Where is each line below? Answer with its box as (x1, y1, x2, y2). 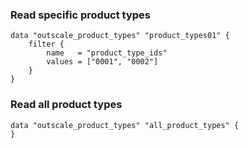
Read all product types (10, 98, 123, 112)
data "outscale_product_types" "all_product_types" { (10, 120, 240, 130)
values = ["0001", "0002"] (46, 57, 159, 67)
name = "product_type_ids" (46, 48, 168, 58)
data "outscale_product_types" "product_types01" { (10, 31, 230, 41)
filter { (28, 39, 65, 50)
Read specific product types (10, 8, 152, 22)
